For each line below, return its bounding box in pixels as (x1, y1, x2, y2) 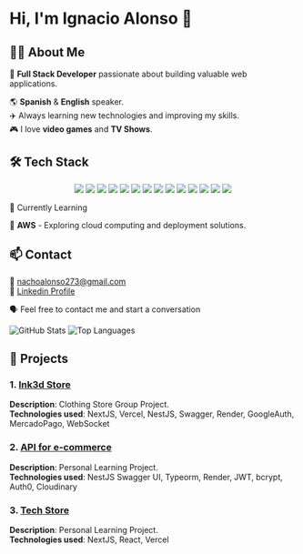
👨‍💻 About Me (9, 45, 86, 60)
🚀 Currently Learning (9, 202, 88, 213)
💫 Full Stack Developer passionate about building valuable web (9, 68, 247, 79)
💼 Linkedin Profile (9, 286, 76, 297)
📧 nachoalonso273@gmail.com (9, 276, 126, 287)
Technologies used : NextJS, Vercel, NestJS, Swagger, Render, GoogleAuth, (9, 408, 295, 419)
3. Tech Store (9, 504, 70, 517)
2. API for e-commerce (9, 441, 112, 454)
